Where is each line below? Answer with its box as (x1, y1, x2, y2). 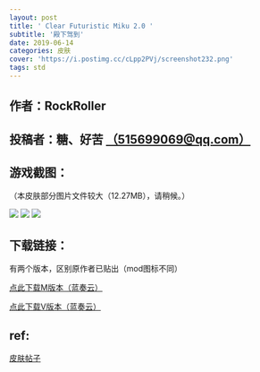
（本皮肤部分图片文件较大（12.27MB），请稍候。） (9, 190, 190, 202)
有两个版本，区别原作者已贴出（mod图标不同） (9, 264, 183, 274)
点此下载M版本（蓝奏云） (9, 282, 103, 293)
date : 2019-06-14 (9, 38, 74, 48)
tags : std (9, 64, 46, 73)
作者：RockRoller (9, 99, 106, 114)
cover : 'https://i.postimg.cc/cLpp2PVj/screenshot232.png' (9, 55, 234, 64)
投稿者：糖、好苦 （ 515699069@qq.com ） (9, 132, 251, 147)
